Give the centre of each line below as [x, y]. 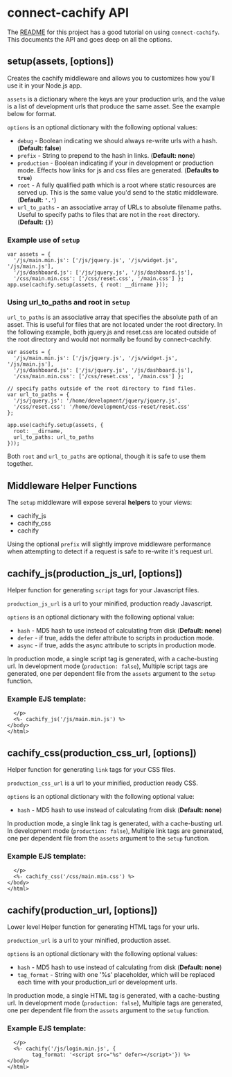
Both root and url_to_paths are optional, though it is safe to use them [107, 456]
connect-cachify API [68, 13]
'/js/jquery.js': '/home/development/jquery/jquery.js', [97, 401]
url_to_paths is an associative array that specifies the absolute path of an [113, 317]
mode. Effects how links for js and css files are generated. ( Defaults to [118, 170]
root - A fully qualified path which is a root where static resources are [117, 185]
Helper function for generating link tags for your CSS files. [91, 770]
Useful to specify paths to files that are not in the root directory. [108, 214]
